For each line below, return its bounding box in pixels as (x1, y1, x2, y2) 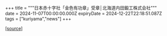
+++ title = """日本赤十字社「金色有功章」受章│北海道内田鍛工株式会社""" (5, 5, 157, 10)
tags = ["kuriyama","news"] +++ (5, 16, 71, 21)
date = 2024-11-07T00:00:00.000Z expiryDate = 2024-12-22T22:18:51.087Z (5, 10, 162, 16)
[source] (5, 25, 23, 31)
